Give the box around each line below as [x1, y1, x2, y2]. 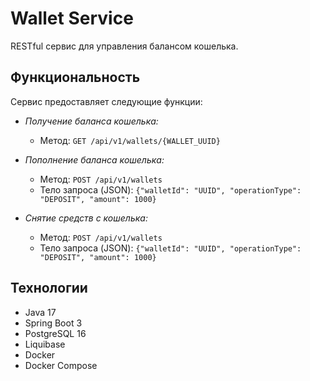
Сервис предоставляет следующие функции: [10, 95, 203, 107]
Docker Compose [24, 359, 98, 371]
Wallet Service [10, 7, 134, 30]
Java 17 [24, 306, 57, 318]
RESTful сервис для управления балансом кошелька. [10, 40, 239, 52]
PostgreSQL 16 [24, 327, 87, 339]
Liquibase [24, 338, 66, 350]
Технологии [10, 280, 88, 297]
